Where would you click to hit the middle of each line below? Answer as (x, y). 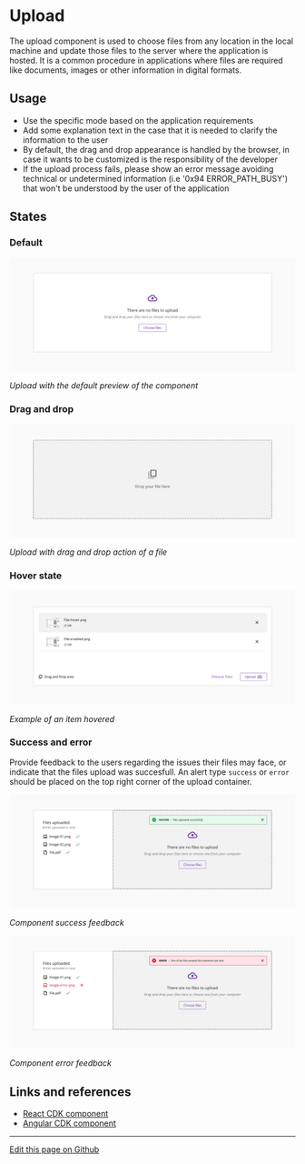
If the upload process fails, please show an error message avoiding (148, 168)
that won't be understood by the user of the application (126, 188)
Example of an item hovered (62, 718)
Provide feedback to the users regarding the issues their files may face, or (148, 762)
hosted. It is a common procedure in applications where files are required (146, 60)
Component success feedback (67, 922)
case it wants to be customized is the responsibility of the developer (150, 159)
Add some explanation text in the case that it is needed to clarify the (150, 130)
